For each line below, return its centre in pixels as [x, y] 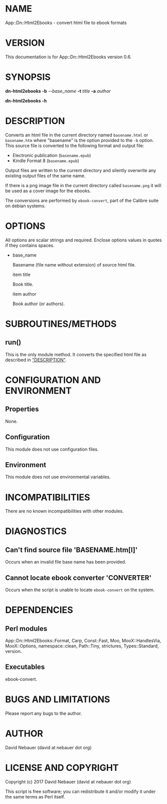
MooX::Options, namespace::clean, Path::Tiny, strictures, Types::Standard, [82, 646]
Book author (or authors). [39, 304]
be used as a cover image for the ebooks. [48, 191]
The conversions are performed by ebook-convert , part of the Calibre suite [82, 200]
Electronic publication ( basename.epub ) [52, 155]
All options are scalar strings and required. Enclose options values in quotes [83, 240]
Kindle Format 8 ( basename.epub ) [46, 161]
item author [24, 294]
